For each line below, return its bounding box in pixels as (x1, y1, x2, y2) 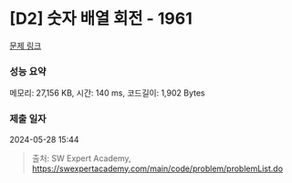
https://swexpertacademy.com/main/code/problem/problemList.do (31, 163, 284, 174)
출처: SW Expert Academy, (31, 152, 131, 164)
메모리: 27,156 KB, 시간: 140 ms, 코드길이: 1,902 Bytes (9, 87, 205, 98)
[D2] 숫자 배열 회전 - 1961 (9, 8, 193, 29)
